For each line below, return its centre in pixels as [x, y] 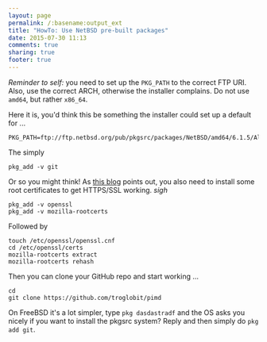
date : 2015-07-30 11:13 [48, 38]
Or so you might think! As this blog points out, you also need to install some [132, 181]
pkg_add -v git [33, 167]
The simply [27, 152]
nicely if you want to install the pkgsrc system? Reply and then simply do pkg [133, 321]
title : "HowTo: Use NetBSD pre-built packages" [89, 30]
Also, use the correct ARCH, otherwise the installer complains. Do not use [129, 90]
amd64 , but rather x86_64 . [48, 99]
